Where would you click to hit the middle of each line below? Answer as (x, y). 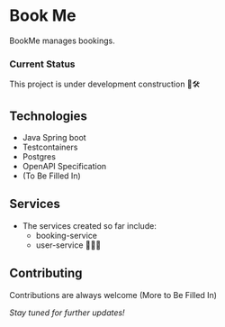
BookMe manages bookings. (62, 41)
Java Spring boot (54, 138)
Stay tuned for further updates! (67, 313)
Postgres (39, 157)
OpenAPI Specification (64, 167)
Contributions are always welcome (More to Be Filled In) (113, 295)
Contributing (46, 273)
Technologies (49, 116)
